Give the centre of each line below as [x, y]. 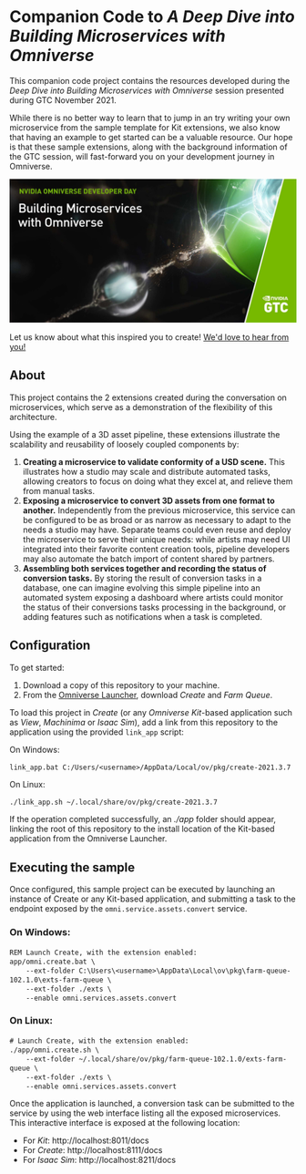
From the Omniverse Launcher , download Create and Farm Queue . [148, 695]
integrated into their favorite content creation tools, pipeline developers [156, 549]
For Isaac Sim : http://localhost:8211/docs [99, 1159]
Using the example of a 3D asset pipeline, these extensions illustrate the [145, 434]
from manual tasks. [59, 490]
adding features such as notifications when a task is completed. [142, 616]
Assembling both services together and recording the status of [144, 568]
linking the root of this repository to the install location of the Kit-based [142, 829]
